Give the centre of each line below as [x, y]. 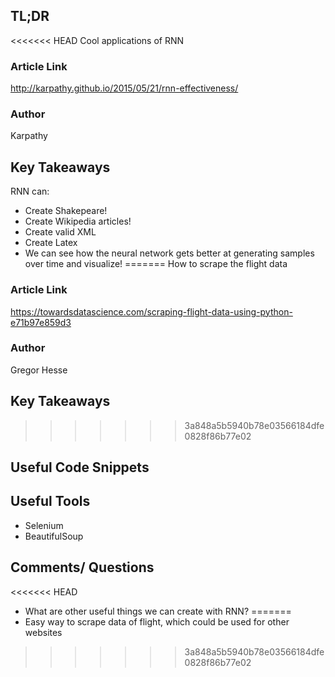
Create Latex [51, 243]
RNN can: [30, 191]
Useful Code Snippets [80, 467]
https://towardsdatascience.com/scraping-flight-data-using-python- [151, 311]
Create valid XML [60, 232]
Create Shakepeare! [66, 211]
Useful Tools [50, 501]
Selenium [44, 525]
